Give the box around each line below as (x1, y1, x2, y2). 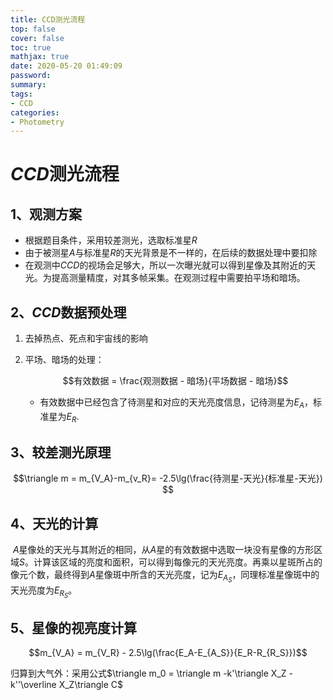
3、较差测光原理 (10, 444, 112, 461)
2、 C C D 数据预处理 (10, 304, 127, 321)
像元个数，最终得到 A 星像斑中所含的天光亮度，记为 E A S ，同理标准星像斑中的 (10, 569, 320, 585)
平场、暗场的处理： (24, 354, 105, 366)
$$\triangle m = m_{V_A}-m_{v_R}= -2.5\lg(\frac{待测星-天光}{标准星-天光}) (13, 472, 323, 485)
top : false (10, 24, 56, 34)
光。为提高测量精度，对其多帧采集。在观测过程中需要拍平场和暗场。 (24, 272, 306, 284)
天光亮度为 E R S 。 (10, 584, 78, 600)
